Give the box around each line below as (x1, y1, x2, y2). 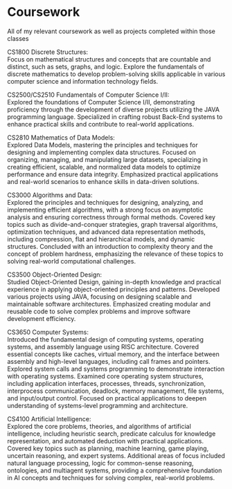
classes (7, 34, 29, 42)
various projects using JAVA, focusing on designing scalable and (7, 292, 192, 301)
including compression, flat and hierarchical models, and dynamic (7, 234, 195, 243)
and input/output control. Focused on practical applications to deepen (7, 394, 206, 402)
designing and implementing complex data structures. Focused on (7, 148, 196, 156)
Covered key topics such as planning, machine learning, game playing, (7, 444, 209, 452)
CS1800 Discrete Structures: (7, 48, 89, 56)
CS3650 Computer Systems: (7, 328, 89, 336)
